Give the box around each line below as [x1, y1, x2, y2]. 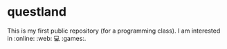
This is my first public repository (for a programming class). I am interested [7, 27, 221, 35]
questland [7, 4, 67, 20]
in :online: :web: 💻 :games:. [7, 34, 87, 42]
